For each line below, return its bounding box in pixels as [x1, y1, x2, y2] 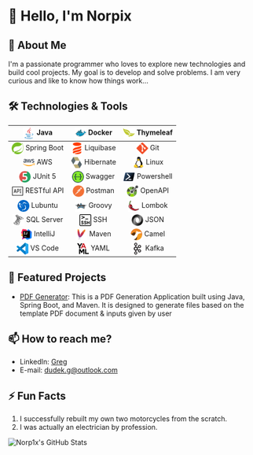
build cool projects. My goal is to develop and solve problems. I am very [8, 68, 241, 77]
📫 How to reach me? [8, 332, 112, 346]
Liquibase [84, 142, 116, 152]
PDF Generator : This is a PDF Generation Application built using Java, [19, 291, 245, 301]
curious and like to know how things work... [8, 76, 149, 85]
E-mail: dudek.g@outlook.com [19, 365, 118, 375]
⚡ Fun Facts [8, 389, 67, 402]
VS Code [30, 243, 59, 253]
